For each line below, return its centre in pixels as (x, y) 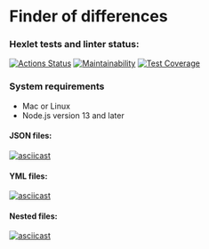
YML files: (28, 176)
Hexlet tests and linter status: (74, 44)
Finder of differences (88, 16)
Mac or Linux (46, 106)
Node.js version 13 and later (73, 115)
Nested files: (33, 216)
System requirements (57, 86)
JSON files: (31, 136)
